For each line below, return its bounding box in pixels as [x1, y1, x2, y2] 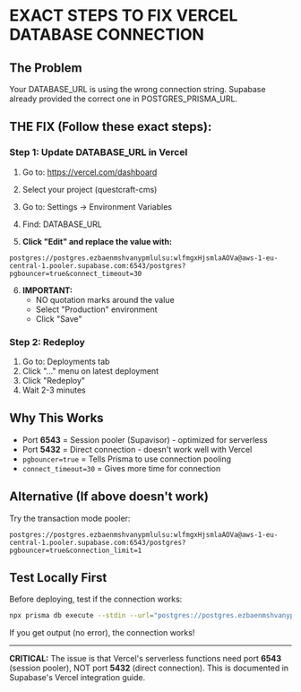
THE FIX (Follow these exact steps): [9, 119, 212, 134]
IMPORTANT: [21, 284, 73, 296]
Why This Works [9, 411, 105, 426]
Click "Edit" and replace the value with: [21, 236, 173, 247]
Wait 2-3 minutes [21, 385, 87, 395]
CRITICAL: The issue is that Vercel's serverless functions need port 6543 [9, 653, 282, 664]
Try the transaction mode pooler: [9, 513, 131, 523]
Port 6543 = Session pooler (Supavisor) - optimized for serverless [21, 434, 268, 445]
